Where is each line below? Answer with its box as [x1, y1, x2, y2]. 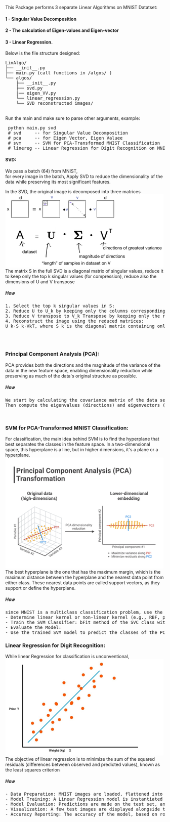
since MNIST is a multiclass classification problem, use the [5, 609, 163, 615]
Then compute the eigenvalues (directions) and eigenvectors [5, 402, 160, 408]
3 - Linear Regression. [5, 39, 53, 45]
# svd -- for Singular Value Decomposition [8, 130, 128, 136]
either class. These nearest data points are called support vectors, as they [5, 579, 160, 586]
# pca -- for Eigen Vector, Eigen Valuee [8, 135, 123, 141]
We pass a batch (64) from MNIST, [5, 168, 78, 174]
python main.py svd [8, 125, 57, 131]
